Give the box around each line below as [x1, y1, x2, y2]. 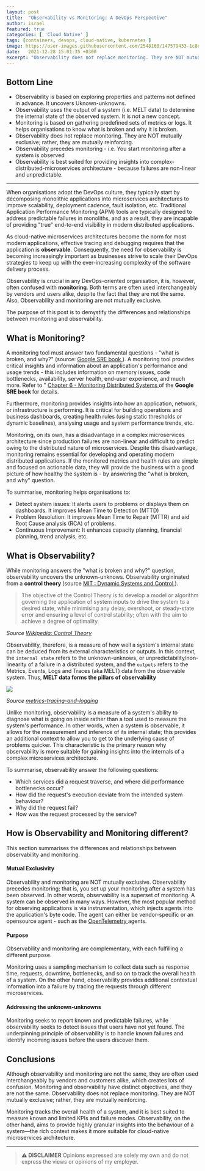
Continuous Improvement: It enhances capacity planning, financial [15, 526, 182, 534]
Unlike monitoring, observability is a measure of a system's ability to [6, 709, 178, 716]
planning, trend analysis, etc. [15, 533, 88, 540]
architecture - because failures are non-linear [81, 164, 196, 172]
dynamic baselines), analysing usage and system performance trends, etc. [6, 419, 194, 427]
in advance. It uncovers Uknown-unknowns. [15, 100, 126, 107]
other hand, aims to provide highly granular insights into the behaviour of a [6, 1121, 194, 1128]
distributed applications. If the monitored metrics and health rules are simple [6, 457, 198, 464]
